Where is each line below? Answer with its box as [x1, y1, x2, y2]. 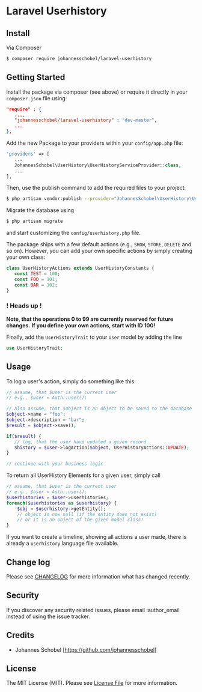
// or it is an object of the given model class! [17, 517, 144, 523]
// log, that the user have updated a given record [14, 439, 147, 445]
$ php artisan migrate [6, 218, 63, 225]
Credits [6, 630, 35, 640]
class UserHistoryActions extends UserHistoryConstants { [6, 266, 155, 272]
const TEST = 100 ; [14, 271, 61, 277]
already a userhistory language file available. [6, 539, 119, 547]
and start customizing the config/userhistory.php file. [6, 229, 141, 237]
